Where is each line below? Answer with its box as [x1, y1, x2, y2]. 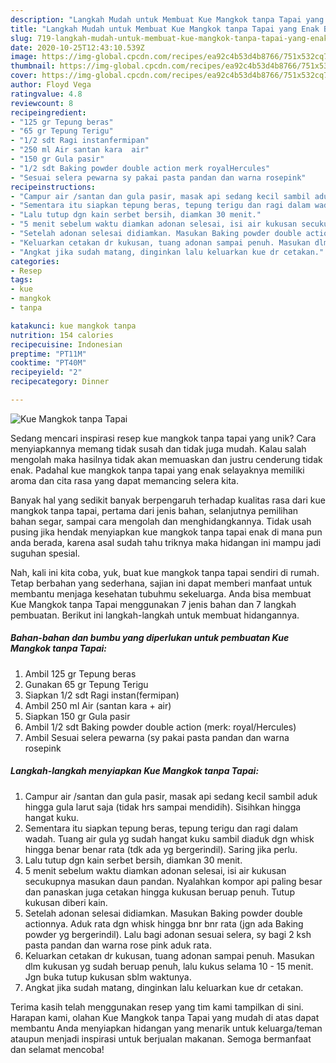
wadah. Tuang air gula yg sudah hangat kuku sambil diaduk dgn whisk [24, 832, 315, 845]
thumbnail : [10, 61, 56, 71]
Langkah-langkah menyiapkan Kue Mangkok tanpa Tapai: [10, 765, 260, 777]
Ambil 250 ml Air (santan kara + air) [24, 699, 172, 711]
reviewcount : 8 [10, 98, 74, 108]
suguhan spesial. [10, 547, 81, 559]
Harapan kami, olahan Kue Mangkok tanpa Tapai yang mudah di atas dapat [10, 1011, 320, 1023]
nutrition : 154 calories [10, 330, 114, 340]
